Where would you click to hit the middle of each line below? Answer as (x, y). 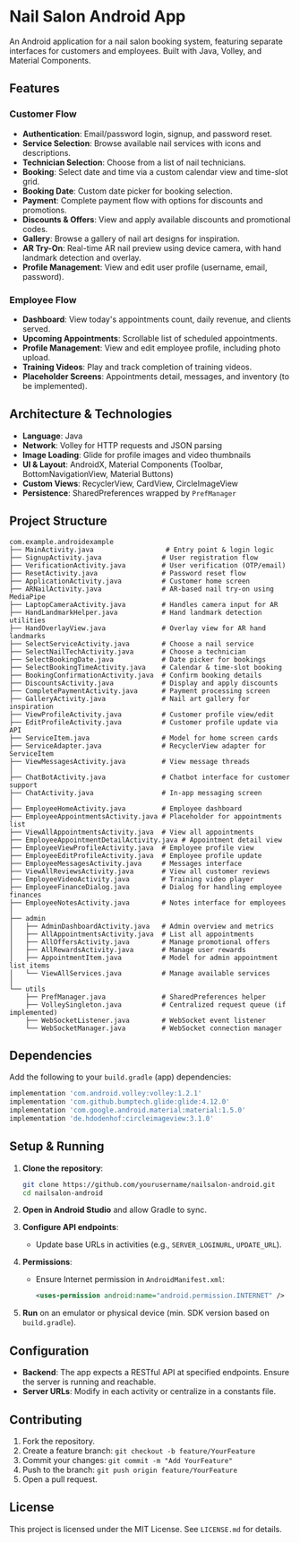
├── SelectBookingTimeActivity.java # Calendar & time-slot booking (146, 667)
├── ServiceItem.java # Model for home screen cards (144, 738)
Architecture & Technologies (91, 414)
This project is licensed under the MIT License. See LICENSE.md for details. (146, 1529)
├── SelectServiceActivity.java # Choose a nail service (132, 644)
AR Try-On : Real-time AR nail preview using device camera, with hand (152, 247)
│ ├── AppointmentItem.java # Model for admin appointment (144, 958)
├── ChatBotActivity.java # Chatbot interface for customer (150, 777)
